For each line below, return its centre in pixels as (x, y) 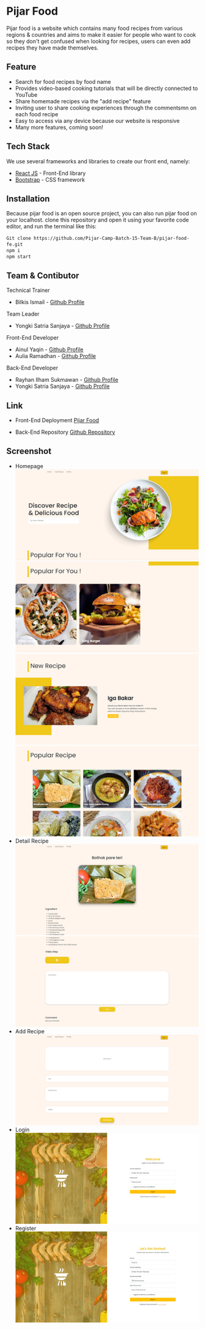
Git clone (19, 239)
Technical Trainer (28, 290)
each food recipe (37, 114)
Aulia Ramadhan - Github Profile (56, 356)
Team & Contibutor (43, 276)
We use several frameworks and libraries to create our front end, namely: (98, 161)
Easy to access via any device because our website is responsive (97, 121)
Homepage (29, 466)
